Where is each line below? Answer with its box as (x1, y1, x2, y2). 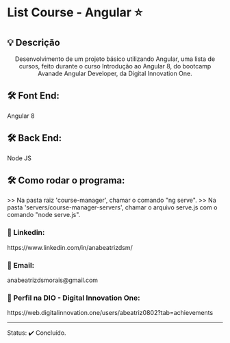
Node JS (7, 154, 32, 162)
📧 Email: (7, 260, 35, 270)
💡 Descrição (7, 36, 60, 48)
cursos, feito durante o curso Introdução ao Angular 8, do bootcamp (18, 62, 212, 70)
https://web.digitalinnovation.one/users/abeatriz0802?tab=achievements (7, 309, 214, 317)
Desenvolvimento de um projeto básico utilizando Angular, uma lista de (14, 55, 216, 63)
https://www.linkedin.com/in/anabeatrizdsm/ (7, 243, 133, 251)
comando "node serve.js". (7, 211, 81, 219)
